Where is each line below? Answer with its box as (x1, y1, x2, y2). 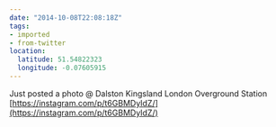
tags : (9, 22, 30, 31)
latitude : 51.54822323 (17, 55, 102, 64)
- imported (9, 30, 50, 39)
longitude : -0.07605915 (17, 64, 106, 73)
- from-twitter (9, 38, 67, 48)
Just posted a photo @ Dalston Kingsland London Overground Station (9, 87, 268, 99)
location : (9, 47, 47, 56)
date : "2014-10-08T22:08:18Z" (9, 13, 123, 23)
